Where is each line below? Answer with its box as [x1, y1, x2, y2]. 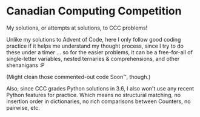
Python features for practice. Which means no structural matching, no [6, 91, 181, 98]
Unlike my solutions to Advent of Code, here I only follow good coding [6, 36, 181, 43]
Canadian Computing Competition [6, 4, 182, 18]
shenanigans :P [6, 62, 45, 69]
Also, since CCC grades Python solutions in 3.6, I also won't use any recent [6, 84, 195, 92]
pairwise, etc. [6, 104, 41, 111]
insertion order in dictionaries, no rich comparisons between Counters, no [6, 98, 191, 105]
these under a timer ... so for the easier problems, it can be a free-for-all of [6, 48, 193, 55]
